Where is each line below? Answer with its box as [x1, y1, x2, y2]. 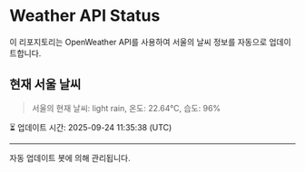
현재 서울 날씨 [9, 77, 82, 92]
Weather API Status [9, 5, 161, 26]
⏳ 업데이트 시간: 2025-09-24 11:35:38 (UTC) [9, 121, 172, 132]
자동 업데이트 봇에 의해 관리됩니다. [9, 152, 131, 163]
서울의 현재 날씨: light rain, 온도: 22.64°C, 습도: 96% [31, 102, 221, 113]
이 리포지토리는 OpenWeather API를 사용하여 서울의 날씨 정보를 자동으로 [9, 36, 268, 47]
